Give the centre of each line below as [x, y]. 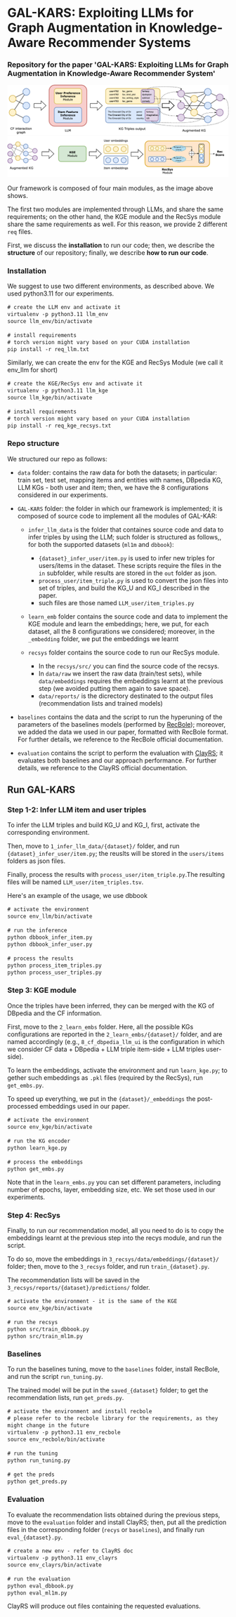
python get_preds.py [38, 1482]
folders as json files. [37, 861]
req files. [20, 232]
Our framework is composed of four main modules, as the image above [110, 188]
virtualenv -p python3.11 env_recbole [64, 1433]
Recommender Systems [119, 43]
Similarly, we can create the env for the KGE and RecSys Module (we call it [115, 362]
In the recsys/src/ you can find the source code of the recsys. [129, 666]
